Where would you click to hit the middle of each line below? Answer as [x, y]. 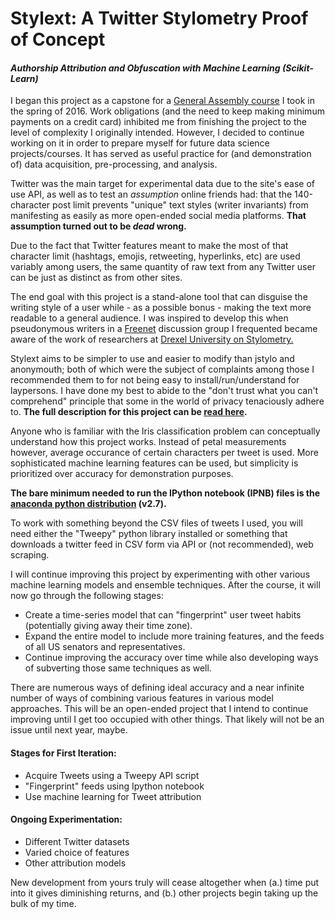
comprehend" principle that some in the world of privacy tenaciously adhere [167, 401]
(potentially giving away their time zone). [108, 626]
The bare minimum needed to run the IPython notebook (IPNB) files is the [165, 493]
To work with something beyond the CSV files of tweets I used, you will [156, 523]
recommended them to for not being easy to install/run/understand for [155, 380]
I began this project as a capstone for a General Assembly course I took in [162, 101]
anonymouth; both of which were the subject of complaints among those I [162, 369]
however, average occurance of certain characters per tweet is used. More [164, 453]
